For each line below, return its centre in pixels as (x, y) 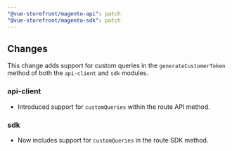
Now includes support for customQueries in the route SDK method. (113, 140)
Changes (27, 49)
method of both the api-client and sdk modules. (78, 73)
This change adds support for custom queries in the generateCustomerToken (116, 66)
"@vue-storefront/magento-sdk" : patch (64, 20)
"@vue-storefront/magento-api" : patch (64, 14)
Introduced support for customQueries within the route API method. (114, 107)
